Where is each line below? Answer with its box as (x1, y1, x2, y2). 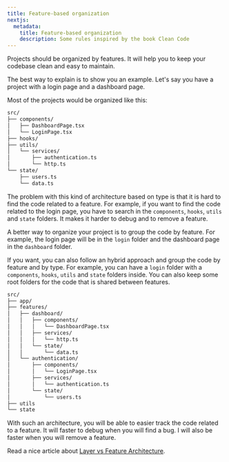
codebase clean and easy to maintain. (7, 62, 115, 70)
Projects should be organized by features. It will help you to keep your (7, 54, 206, 63)
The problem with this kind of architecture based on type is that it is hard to (7, 192, 221, 201)
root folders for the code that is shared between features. (7, 277, 170, 286)
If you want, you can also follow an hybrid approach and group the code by (7, 256, 221, 264)
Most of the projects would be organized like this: (7, 96, 148, 104)
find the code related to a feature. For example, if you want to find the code (7, 199, 221, 208)
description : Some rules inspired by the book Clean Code (19, 36, 190, 43)
